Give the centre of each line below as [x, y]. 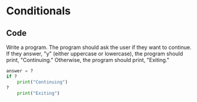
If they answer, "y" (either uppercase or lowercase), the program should [95, 54]
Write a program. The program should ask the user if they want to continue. [99, 47]
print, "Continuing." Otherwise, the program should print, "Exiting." [88, 60]
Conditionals [39, 11]
